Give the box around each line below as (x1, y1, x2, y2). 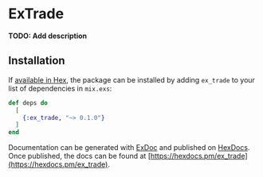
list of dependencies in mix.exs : (8, 83, 112, 93)
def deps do (8, 98, 48, 107)
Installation (8, 54, 65, 67)
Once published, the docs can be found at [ (8, 152, 151, 161)
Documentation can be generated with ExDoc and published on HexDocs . (8, 143, 250, 152)
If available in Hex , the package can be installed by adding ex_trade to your (8, 75, 255, 84)
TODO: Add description (8, 31, 88, 40)
